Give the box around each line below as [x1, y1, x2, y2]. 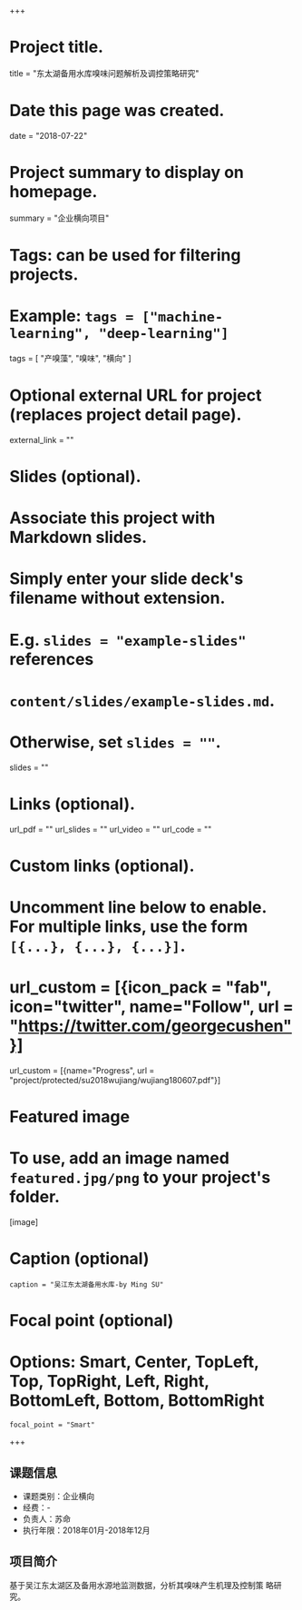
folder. [9, 1187, 61, 1208]
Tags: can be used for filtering [9, 245, 241, 265]
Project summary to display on [9, 163, 245, 183]
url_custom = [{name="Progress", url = [9, 1065, 155, 1076]
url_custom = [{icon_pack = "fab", [9, 977, 272, 998]
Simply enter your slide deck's [9, 568, 244, 589]
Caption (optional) [9, 1249, 150, 1269]
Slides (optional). [9, 467, 142, 487]
